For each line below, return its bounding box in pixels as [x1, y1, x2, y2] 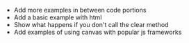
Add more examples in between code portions [13, 6, 147, 14]
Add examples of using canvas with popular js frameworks [13, 28, 182, 36]
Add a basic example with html [13, 13, 102, 21]
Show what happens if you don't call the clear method [13, 21, 169, 28]
